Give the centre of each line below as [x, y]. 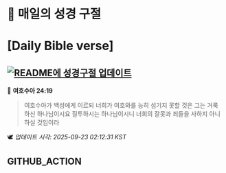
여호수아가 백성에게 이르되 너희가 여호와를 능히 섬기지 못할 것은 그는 [115, 105]
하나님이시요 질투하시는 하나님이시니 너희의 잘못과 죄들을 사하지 [122, 114]
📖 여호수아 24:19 [30, 91]
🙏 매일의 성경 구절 [54, 14]
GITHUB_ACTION [45, 161]
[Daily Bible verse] [60, 46]
